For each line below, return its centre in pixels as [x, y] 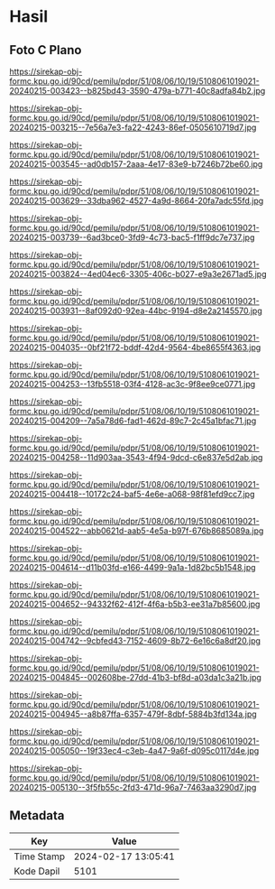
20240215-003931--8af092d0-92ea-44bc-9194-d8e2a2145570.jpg [136, 310]
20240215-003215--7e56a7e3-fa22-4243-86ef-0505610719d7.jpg [133, 127]
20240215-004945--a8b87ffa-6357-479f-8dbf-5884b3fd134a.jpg [133, 714]
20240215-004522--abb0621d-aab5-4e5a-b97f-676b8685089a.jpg [137, 531]
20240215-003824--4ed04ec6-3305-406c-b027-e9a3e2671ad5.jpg [138, 274]
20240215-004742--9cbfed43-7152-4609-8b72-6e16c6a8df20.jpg [135, 641]
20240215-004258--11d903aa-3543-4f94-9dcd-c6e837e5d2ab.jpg [136, 457]
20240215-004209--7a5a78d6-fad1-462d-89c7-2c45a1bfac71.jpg [133, 421]
